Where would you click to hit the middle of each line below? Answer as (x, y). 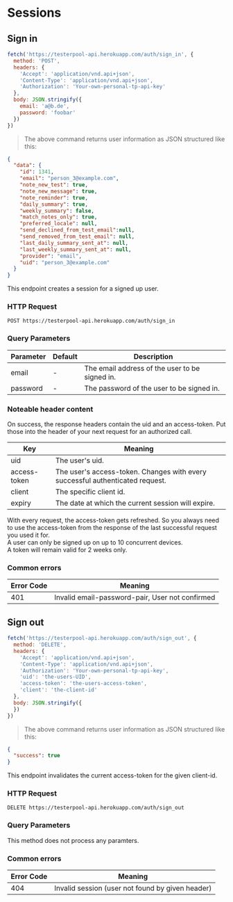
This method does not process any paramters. (73, 840)
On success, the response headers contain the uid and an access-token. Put (116, 424)
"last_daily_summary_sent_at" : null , (74, 243)
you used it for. (29, 535)
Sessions (34, 13)
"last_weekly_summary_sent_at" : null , (76, 249)
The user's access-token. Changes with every (131, 472)
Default (65, 356)
